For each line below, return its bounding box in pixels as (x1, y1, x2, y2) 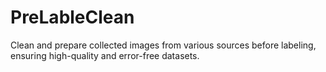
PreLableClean (10, 6, 135, 29)
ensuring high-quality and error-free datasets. (10, 49, 200, 61)
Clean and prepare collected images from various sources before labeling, (10, 39, 317, 51)
